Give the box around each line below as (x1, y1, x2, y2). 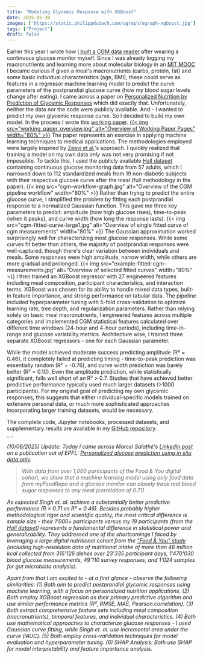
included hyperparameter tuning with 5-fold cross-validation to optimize (7, 299, 186, 306)
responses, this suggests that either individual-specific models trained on (7, 394, 189, 401)
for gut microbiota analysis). (7, 563, 78, 570)
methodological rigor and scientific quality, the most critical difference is (7, 512, 187, 519)
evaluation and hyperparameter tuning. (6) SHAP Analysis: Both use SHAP (7, 639, 192, 646)
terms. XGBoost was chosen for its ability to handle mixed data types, (7, 285, 180, 293)
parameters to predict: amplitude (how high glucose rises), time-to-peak (7, 209, 187, 216)
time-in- (166, 324, 186, 331)
